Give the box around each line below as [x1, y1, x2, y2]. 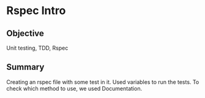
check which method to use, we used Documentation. [6, 85, 143, 92]
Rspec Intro [6, 4, 66, 18]
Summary [6, 62, 45, 72]
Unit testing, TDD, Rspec [6, 44, 69, 51]
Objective [6, 28, 45, 39]
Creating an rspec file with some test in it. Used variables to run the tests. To [6, 78, 199, 86]
